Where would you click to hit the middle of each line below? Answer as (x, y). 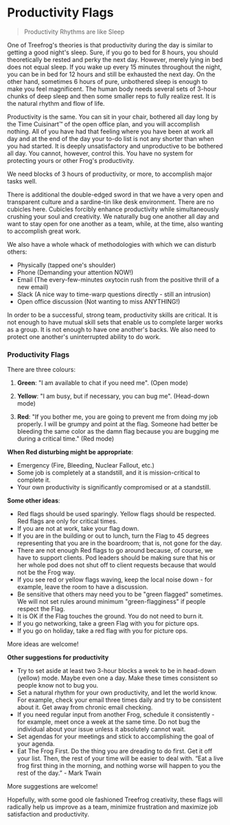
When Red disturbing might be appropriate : (70, 452)
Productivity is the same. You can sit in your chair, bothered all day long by (113, 117)
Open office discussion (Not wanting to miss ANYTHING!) (99, 301)
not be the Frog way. (46, 573)
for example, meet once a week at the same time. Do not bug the (109, 722)
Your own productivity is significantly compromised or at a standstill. (114, 487)
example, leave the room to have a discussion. (83, 587)
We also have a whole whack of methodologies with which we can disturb (112, 244)
